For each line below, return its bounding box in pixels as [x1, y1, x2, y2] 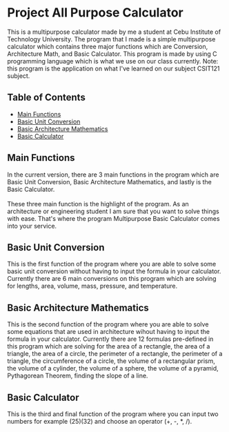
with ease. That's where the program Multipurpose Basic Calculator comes [7, 214, 220, 222]
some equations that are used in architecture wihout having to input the [7, 328, 210, 336]
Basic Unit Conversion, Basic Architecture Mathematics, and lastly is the [7, 177, 212, 186]
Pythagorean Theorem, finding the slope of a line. [7, 371, 148, 380]
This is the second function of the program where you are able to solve [7, 320, 209, 328]
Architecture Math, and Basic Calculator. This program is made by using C [7, 50, 217, 58]
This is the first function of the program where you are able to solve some [7, 260, 217, 268]
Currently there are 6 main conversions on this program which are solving [7, 275, 217, 283]
